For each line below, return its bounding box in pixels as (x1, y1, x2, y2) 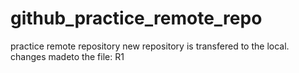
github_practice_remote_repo (10, 7, 263, 30)
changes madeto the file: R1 (10, 50, 125, 62)
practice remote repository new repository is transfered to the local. (10, 40, 290, 52)
